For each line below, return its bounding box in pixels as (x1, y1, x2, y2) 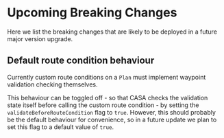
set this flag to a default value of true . (7, 122, 114, 131)
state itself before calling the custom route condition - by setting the (7, 101, 199, 109)
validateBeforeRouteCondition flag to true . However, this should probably (7, 108, 216, 116)
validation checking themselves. (7, 80, 98, 89)
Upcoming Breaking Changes (7, 5, 177, 21)
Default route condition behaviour (7, 55, 155, 67)
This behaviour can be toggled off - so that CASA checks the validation (7, 93, 208, 102)
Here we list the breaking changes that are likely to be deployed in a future (7, 27, 218, 36)
